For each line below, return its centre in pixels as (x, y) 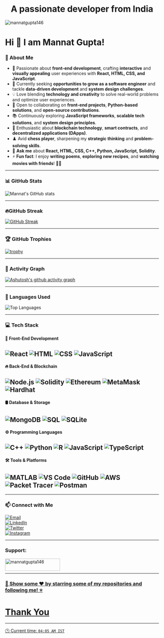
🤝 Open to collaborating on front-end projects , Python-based (75, 105)
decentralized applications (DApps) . (50, 133)
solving (20, 146)
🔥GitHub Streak (24, 211)
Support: (16, 550)
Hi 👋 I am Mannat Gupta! (55, 42)
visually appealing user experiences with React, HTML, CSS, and (79, 73)
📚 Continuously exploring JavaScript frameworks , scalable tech (78, 116)
